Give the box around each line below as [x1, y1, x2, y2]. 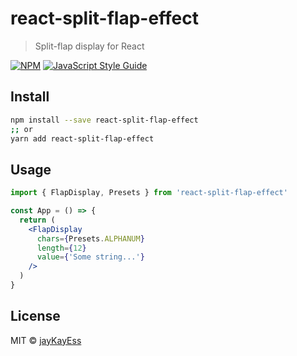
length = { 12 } [36, 243, 87, 253]
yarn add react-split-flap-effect [10, 133, 155, 144]
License [10, 308, 61, 325]
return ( [19, 215, 56, 225]
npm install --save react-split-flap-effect [10, 115, 199, 125]
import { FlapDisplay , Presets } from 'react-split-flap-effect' [10, 188, 288, 198]
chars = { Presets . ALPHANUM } [36, 233, 145, 244]
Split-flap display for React [34, 40, 145, 52]
